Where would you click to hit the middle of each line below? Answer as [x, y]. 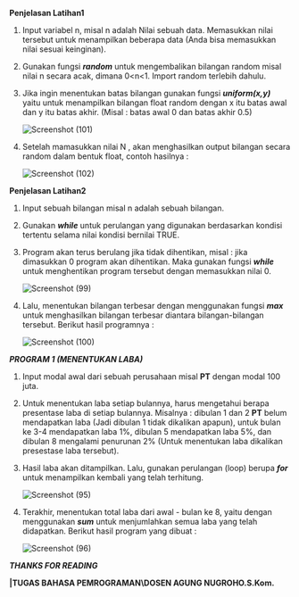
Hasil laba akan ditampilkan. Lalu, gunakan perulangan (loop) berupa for [155, 468]
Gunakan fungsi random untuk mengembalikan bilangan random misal [152, 66]
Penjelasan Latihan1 [47, 13]
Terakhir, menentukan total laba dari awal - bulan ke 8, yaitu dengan [147, 512]
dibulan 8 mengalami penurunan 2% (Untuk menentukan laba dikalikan [152, 441]
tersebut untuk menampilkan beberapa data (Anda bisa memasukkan [149, 40]
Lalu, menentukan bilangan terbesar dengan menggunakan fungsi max [153, 306]
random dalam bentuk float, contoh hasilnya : [105, 156]
